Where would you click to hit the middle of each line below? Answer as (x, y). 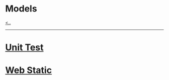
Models (21, 9)
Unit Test (24, 47)
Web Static (28, 70)
